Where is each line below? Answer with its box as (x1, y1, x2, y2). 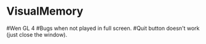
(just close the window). (6, 31, 68, 38)
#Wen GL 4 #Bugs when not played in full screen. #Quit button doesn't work (6, 24, 200, 32)
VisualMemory (6, 4, 84, 18)
